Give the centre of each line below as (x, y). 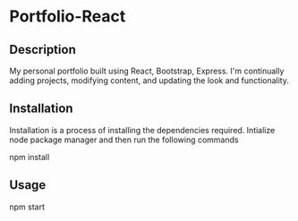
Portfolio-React (68, 17)
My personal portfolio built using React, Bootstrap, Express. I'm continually (147, 71)
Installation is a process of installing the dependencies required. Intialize (142, 130)
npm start (27, 207)
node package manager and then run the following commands (124, 140)
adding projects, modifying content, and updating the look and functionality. (149, 81)
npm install (30, 157)
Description (43, 50)
